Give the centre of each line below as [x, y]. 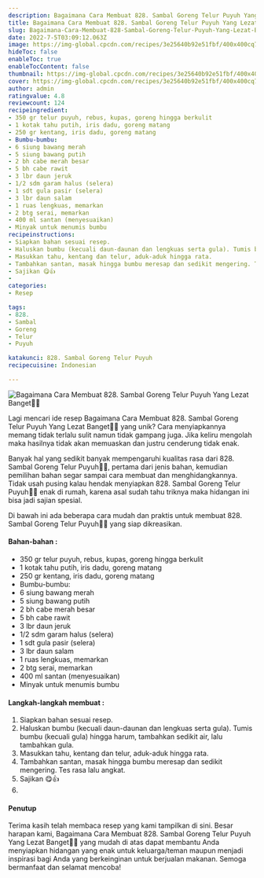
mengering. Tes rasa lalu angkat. [72, 770]
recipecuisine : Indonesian [52, 366]
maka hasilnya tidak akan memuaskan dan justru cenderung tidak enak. [124, 443]
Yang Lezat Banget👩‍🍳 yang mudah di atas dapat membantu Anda [114, 843]
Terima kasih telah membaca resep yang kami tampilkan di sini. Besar [121, 825]
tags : [17, 307]
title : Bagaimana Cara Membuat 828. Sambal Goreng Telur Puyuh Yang [123, 23]
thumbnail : [26, 74]
